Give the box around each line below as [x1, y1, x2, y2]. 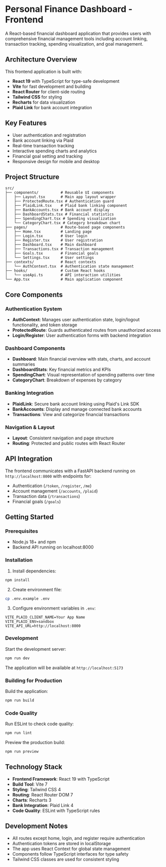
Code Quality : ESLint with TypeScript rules [12, 807, 100, 813]
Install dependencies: [12, 568, 56, 574]
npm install [5, 577, 30, 582]
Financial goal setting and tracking [12, 153, 83, 159]
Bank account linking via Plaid [12, 137, 74, 143]
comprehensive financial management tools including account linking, [5, 36, 148, 42]
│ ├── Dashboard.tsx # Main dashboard [5, 242, 97, 248]
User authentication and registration [12, 132, 86, 138]
